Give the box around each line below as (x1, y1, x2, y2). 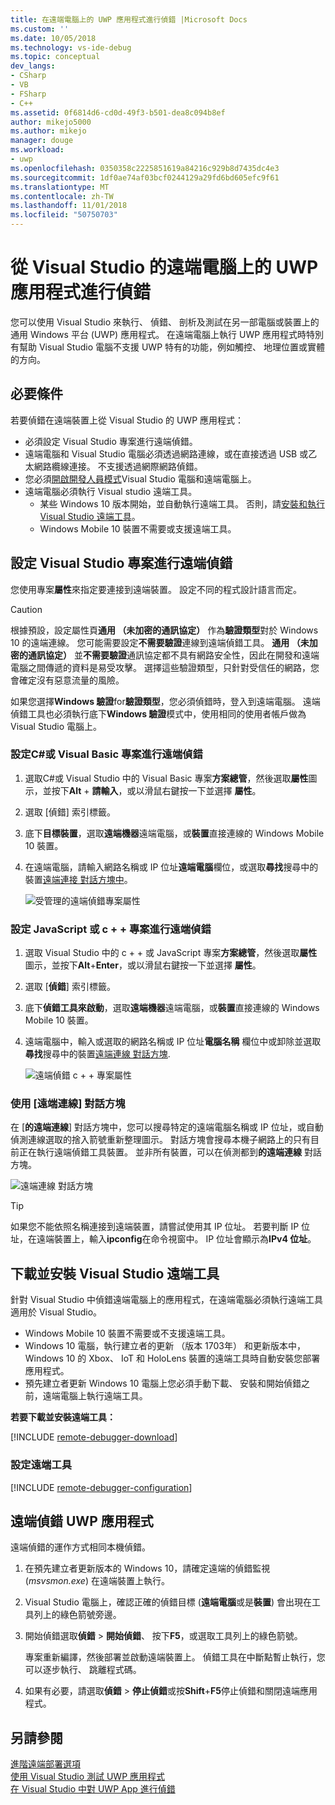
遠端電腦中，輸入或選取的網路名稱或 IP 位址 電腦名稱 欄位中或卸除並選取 (24, 1036, 322, 1048)
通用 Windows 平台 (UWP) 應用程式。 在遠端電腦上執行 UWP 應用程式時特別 (10, 328, 325, 340)
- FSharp (10, 89, 47, 99)
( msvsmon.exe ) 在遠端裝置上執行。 (24, 1575, 170, 1587)
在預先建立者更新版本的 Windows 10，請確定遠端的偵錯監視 (24, 1562, 271, 1575)
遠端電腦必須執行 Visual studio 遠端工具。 (24, 485, 198, 497)
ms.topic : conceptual (10, 52, 101, 62)
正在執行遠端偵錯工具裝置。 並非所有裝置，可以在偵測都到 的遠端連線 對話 (18, 1146, 322, 1158)
